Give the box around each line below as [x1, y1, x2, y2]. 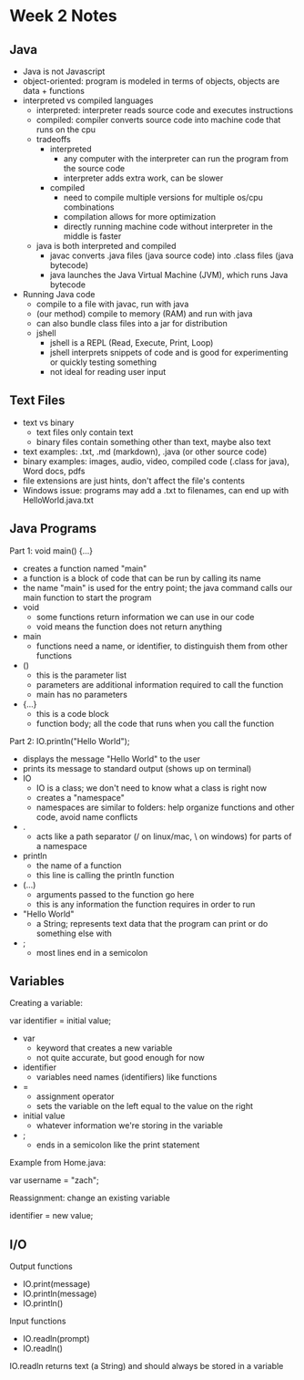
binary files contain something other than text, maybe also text [35, 436, 271, 447]
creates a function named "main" [22, 563, 147, 574]
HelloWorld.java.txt [22, 494, 94, 505]
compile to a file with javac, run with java [35, 298, 189, 309]
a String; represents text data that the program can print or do [35, 918, 269, 929]
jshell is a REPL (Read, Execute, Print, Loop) [49, 337, 214, 348]
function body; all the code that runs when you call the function [35, 718, 275, 729]
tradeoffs [35, 134, 71, 144]
